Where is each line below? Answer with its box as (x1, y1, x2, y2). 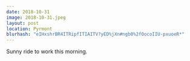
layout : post (6, 20, 39, 26)
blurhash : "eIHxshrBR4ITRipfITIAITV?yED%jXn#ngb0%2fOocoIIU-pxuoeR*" (6, 31, 185, 37)
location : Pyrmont (6, 25, 52, 32)
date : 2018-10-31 (6, 8, 50, 15)
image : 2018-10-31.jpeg (6, 14, 66, 21)
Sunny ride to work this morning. (6, 48, 87, 55)
